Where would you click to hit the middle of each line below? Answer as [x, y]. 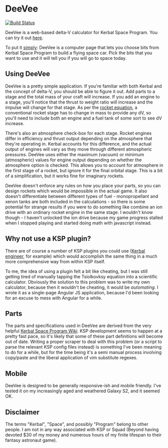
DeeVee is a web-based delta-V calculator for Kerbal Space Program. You [81, 32]
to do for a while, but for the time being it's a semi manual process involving [83, 353]
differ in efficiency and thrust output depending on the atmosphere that [79, 138]
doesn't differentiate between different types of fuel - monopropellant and [82, 196]
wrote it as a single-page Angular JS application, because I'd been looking [82, 292]
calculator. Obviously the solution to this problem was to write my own [78, 282]
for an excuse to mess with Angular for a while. [54, 298]
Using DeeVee [28, 74]
